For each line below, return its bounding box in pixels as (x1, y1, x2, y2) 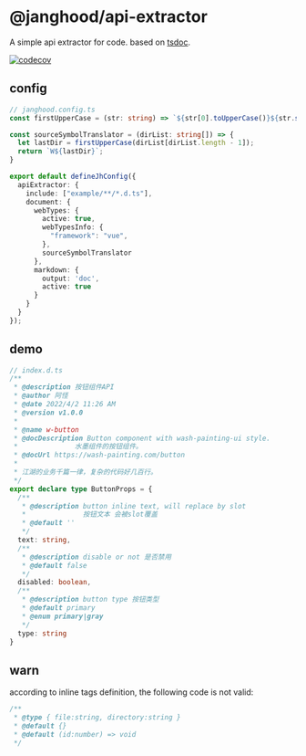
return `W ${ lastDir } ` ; (17, 147, 104, 156)
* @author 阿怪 (13, 391, 68, 401)
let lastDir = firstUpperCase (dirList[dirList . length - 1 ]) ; (17, 139, 255, 148)
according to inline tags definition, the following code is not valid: (9, 687, 254, 698)
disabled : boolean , (17, 578, 92, 587)
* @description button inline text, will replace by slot (21, 501, 247, 510)
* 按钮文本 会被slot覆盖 (21, 509, 158, 520)
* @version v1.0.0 (13, 408, 84, 417)
